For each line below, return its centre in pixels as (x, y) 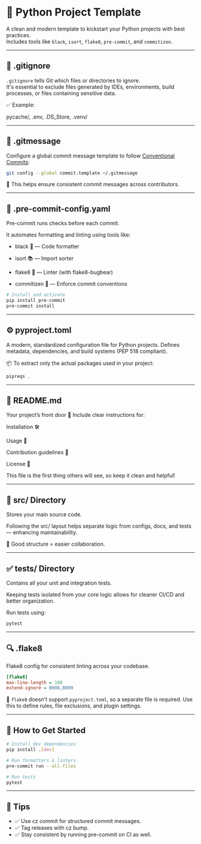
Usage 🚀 (17, 441)
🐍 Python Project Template (74, 12)
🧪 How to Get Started (46, 730)
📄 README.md (34, 400)
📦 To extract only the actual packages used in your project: (80, 363)
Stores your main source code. (44, 515)
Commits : (18, 162)
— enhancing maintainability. (42, 533)
